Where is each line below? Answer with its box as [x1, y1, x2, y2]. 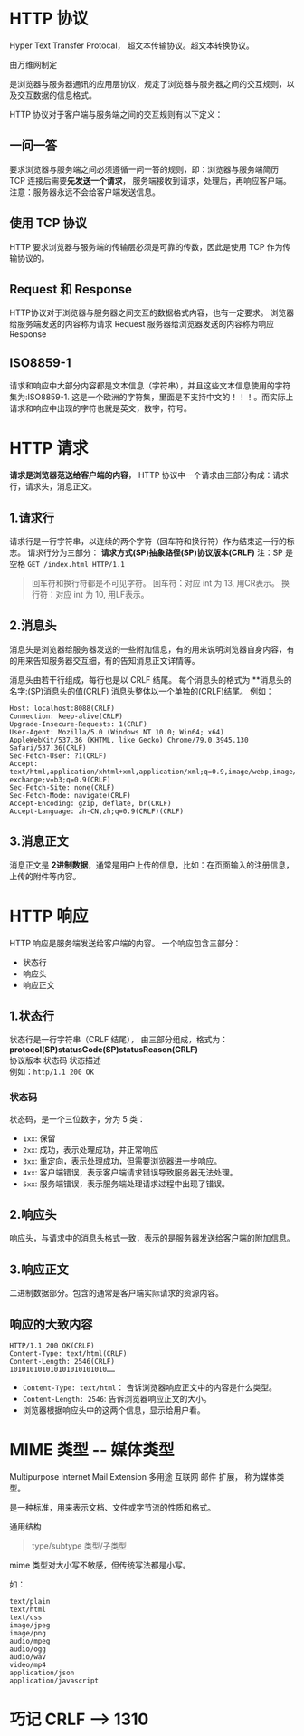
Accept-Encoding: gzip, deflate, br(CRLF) [9, 799, 172, 808]
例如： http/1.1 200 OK [9, 1066, 95, 1078]
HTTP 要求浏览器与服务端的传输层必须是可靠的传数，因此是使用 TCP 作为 [9, 241, 283, 252]
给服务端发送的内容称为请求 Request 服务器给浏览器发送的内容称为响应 [9, 319, 274, 330]
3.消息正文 [9, 834, 70, 849]
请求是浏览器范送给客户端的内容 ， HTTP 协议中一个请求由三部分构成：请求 [9, 470, 290, 481]
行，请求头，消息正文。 [9, 481, 97, 492]
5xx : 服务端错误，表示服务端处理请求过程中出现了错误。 [22, 1178, 231, 1189]
